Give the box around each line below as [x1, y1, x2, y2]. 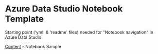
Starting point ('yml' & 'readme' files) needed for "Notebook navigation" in [5, 29, 154, 35]
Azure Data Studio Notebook [5, 3, 123, 14]
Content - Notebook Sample [5, 43, 62, 49]
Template [5, 13, 44, 24]
